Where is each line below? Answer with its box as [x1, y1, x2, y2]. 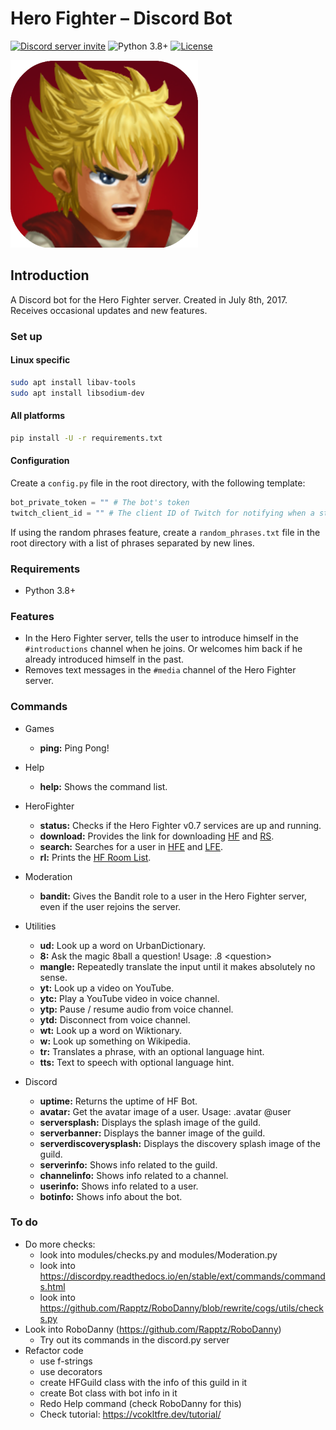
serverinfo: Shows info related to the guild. [39, 1158, 218, 1171]
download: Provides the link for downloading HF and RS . [39, 830, 275, 842]
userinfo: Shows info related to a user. [39, 1180, 199, 1192]
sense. [39, 971, 68, 983]
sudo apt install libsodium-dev [10, 388, 145, 398]
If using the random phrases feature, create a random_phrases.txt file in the [10, 526, 321, 538]
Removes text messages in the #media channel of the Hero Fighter [24, 664, 297, 676]
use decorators [39, 1365, 103, 1377]
